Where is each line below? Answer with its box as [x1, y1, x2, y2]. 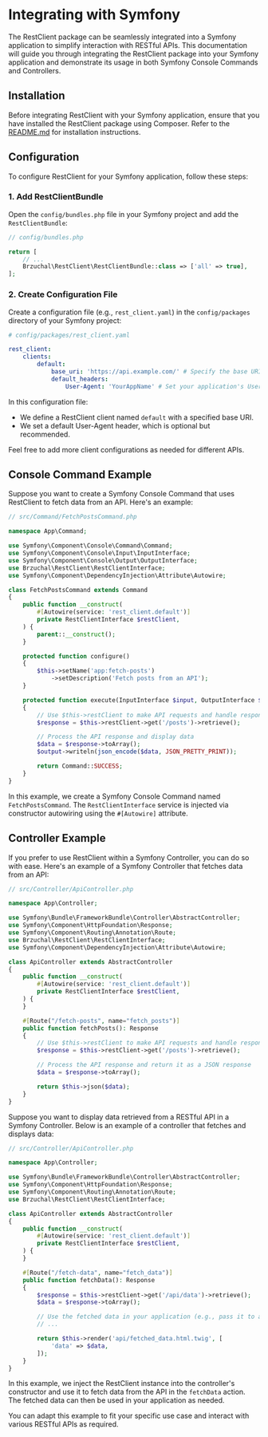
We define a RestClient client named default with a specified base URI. [19, 413, 254, 422]
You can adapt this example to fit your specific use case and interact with [8, 1411, 250, 1421]
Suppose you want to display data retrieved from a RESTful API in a [8, 1111, 230, 1122]
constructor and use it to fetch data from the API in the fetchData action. [8, 1387, 246, 1397]
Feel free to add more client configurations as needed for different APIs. [8, 444, 245, 454]
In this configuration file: [8, 397, 89, 406]
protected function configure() [22, 652, 130, 660]
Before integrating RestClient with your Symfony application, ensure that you [8, 110, 260, 120]
